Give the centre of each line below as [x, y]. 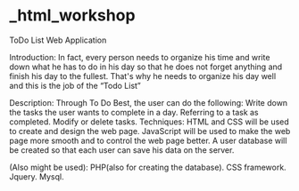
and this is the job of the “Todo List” [75, 85]
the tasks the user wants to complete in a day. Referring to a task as [134, 112]
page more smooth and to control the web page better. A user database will [148, 140]
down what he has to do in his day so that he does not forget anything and [146, 67]
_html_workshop [72, 16]
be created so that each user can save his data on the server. [122, 150]
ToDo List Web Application [58, 40]
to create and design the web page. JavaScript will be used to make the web [150, 131]
